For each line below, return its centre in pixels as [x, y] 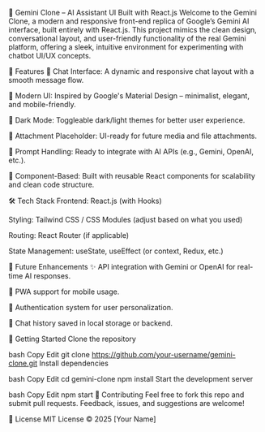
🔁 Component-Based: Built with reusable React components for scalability [132, 176]
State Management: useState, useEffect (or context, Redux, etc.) [116, 251]
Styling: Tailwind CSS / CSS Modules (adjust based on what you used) [126, 220]
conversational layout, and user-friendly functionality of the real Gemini [127, 38]
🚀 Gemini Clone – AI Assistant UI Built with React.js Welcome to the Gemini [133, 13]
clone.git [23, 363]
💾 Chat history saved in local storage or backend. [90, 323]
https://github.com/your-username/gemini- [164, 354]
